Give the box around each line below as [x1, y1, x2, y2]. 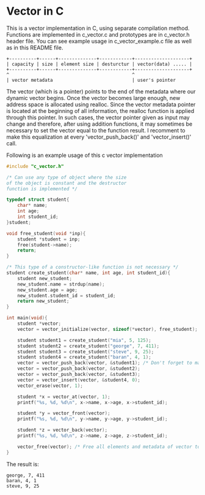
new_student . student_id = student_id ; [17, 292, 116, 298]
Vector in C [6, 4, 64, 18]
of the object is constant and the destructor [6, 180, 127, 186]
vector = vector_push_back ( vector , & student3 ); [17, 371, 140, 378]
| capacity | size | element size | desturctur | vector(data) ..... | [6, 61, 192, 67]
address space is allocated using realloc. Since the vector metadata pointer [6, 101, 196, 108]
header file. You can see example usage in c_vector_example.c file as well [6, 37, 192, 45]
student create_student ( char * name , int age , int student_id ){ [6, 270, 171, 276]
